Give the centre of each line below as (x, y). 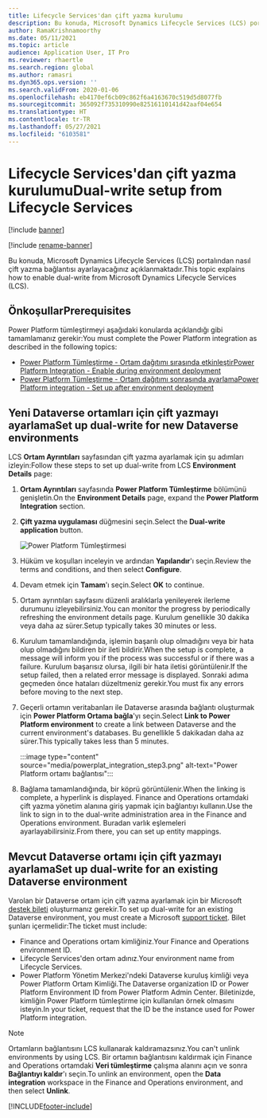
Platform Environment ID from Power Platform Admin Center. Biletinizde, (137, 992)
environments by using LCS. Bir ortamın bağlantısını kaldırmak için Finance (130, 1057)
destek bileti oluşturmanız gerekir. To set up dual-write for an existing (121, 909)
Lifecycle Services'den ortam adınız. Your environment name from (127, 958)
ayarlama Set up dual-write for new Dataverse (123, 425)
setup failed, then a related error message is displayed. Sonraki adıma (134, 675)
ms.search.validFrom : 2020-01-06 (64, 90)
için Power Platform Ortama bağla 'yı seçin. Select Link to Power (125, 716)
